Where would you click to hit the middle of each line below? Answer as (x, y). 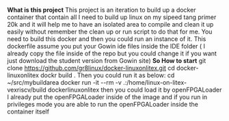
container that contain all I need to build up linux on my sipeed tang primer (112, 17)
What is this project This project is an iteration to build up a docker (102, 10)
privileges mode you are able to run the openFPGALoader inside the (103, 104)
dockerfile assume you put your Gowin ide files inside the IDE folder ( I (106, 46)
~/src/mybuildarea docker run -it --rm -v (64, 82)
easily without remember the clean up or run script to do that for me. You (110, 31)
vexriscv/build (27, 90)
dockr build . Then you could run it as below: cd (107, 75)
